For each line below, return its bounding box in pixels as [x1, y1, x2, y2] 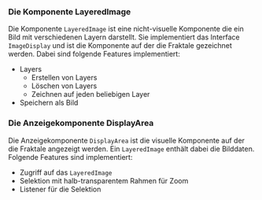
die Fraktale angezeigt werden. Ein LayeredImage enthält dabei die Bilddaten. [8, 144, 255, 154]
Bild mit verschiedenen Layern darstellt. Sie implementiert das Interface [8, 32, 240, 42]
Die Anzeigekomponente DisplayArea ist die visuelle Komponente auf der [8, 135, 245, 145]
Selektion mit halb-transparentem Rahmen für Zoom [19, 176, 189, 185]
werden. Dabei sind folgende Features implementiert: [8, 50, 181, 59]
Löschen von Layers [31, 81, 98, 91]
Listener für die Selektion [19, 184, 101, 194]
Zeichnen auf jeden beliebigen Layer [31, 90, 150, 99]
